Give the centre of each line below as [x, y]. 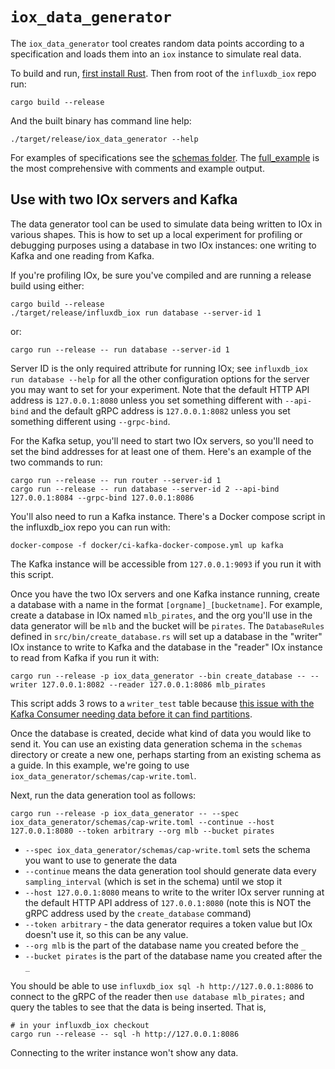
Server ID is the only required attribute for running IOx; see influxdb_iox [159, 368]
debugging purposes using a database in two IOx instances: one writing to [163, 245]
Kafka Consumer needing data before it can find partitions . [131, 714]
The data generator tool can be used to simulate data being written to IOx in [166, 224]
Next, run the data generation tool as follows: [103, 795]
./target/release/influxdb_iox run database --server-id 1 [136, 313]
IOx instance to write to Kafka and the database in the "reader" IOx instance [166, 647]
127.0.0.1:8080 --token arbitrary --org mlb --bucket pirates [142, 831]
